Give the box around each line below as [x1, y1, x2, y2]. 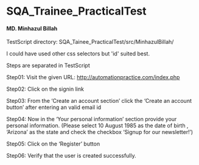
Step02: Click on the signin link [6, 85, 84, 93]
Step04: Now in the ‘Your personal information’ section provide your [6, 116, 177, 123]
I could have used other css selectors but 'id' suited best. [6, 50, 150, 57]
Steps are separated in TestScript [6, 62, 90, 69]
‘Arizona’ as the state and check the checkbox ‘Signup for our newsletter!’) [6, 128, 194, 136]
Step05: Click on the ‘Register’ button [6, 140, 100, 147]
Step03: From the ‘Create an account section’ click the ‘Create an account [6, 97, 192, 105]
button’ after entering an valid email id [6, 104, 102, 111]
